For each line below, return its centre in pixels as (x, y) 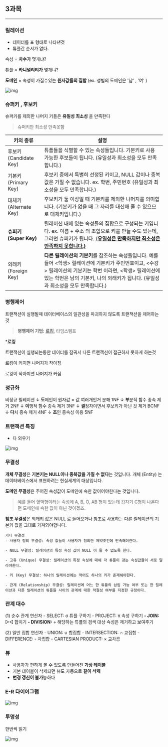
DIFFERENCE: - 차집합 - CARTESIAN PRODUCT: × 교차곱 (63, 639)
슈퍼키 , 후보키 (21, 104)
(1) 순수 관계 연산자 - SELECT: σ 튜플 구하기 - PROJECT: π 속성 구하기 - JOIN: (82, 616)
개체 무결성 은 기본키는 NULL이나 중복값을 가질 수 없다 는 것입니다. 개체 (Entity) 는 (84, 474)
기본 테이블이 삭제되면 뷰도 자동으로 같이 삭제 (56, 671)
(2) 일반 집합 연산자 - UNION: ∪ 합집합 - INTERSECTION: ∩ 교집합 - (72, 632)
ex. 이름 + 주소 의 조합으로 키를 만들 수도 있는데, (105, 231)
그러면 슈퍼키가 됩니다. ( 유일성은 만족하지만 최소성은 (102, 239)
